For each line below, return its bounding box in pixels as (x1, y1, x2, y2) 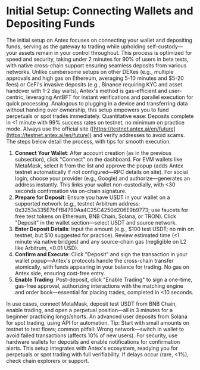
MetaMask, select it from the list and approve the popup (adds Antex (14, 162, 183, 169)
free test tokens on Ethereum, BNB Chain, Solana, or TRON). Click (14, 213, 177, 220)
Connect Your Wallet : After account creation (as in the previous (14, 149, 172, 156)
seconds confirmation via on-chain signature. (14, 187, 127, 194)
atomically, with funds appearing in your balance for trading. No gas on (14, 263, 189, 270)
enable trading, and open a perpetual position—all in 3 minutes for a (6, 306, 173, 313)
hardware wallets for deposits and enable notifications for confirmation (6, 338, 180, 345)
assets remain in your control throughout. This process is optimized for (18, 49, 192, 56)
